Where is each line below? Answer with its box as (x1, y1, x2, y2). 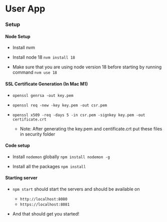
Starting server (5, 175, 38, 181)
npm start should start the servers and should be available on (12, 186, 140, 192)
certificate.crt (12, 117, 47, 122)
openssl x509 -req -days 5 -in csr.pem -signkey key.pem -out (12, 113, 145, 118)
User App (5, 3, 46, 15)
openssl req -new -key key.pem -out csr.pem (12, 102, 107, 108)
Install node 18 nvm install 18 (12, 54, 75, 60)
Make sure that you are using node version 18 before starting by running (12, 64, 162, 70)
